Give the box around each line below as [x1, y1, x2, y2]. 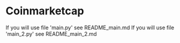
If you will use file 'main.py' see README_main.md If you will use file [5, 24, 175, 31]
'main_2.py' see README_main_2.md [5, 30, 97, 37]
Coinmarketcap [5, 4, 84, 18]
